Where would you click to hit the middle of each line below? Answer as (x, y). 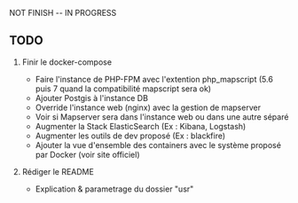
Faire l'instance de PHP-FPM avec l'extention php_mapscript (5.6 (154, 79)
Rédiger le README (58, 171)
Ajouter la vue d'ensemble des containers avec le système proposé (158, 144)
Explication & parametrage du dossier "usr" (114, 189)
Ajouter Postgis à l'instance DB (92, 98)
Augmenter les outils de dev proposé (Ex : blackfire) (130, 136)
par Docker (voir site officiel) (87, 154)
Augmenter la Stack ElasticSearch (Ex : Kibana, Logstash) (141, 126)
